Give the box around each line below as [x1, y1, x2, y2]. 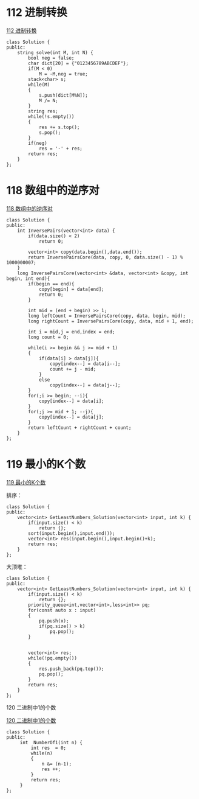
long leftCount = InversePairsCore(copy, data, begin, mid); [28, 313, 186, 319]
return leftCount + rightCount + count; [28, 424, 132, 431]
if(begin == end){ [28, 281, 75, 287]
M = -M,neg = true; [38, 71, 88, 77]
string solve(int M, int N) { [17, 49, 94, 55]
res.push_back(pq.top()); [38, 666, 104, 672]
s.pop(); [38, 129, 61, 136]
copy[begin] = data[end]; [38, 286, 104, 292]
